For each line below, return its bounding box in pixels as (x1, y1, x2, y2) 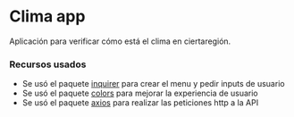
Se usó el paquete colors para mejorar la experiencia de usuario (21, 88, 258, 99)
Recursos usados (9, 58, 87, 71)
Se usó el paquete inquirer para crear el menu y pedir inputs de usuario (21, 79, 285, 89)
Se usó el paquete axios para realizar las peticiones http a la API (21, 97, 259, 108)
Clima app (9, 6, 86, 27)
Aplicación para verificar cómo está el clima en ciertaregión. (9, 36, 231, 46)
